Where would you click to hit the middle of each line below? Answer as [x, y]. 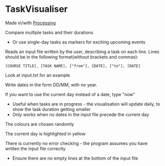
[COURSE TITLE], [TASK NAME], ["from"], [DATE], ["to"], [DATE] [73, 66]
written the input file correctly [35, 148]
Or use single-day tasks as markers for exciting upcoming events [79, 42]
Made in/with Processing [30, 23]
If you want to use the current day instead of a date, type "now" [70, 94]
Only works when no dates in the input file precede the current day [81, 114]
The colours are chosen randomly [40, 124]
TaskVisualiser [36, 9]
